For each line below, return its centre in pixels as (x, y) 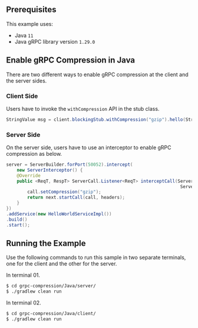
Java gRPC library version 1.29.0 (55, 41)
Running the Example (46, 243)
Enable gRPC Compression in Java (71, 60)
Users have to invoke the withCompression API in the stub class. (83, 109)
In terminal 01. (23, 275)
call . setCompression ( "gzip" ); (64, 192)
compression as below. (34, 154)
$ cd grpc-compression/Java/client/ (51, 314)
